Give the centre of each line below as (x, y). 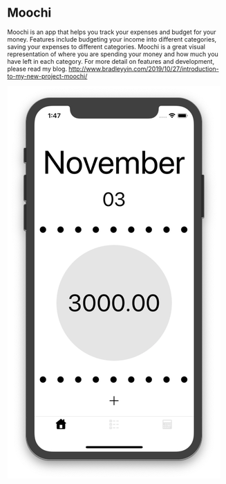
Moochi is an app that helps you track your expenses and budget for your (112, 32)
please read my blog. (37, 69)
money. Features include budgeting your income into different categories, (112, 39)
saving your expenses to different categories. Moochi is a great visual (106, 46)
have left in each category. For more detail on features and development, (111, 61)
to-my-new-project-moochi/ (47, 76)
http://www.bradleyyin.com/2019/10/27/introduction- (144, 69)
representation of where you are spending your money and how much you (113, 54)
